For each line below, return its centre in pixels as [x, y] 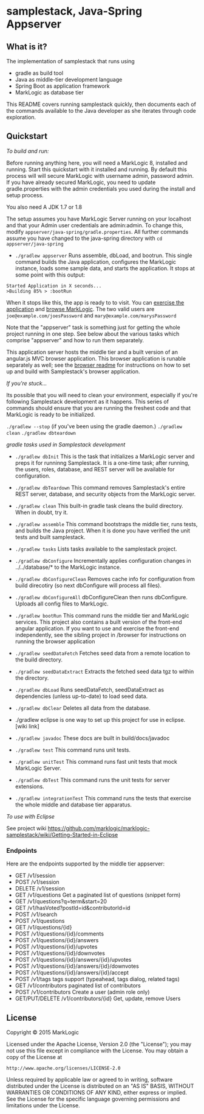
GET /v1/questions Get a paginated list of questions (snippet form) [98, 895]
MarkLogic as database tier [49, 92]
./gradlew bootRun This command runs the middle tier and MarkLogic [102, 615]
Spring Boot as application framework [63, 86]
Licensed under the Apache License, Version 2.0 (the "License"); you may [99, 1044]
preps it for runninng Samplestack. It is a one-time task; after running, [102, 463]
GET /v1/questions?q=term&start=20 [61, 901]
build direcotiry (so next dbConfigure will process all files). [88, 585]
